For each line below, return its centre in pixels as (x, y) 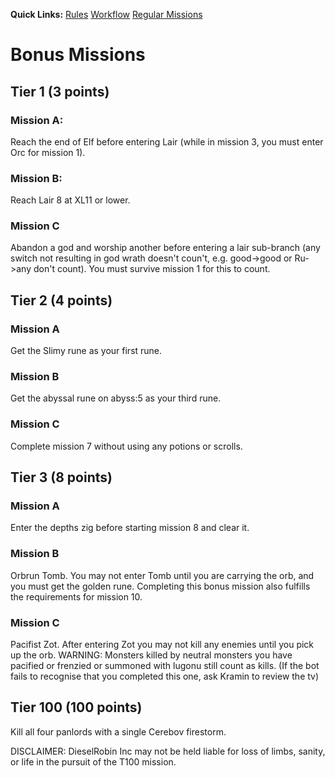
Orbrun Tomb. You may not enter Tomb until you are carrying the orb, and (162, 575)
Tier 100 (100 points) (76, 707)
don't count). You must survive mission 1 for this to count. (152, 269)
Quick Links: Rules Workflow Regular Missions (106, 14)
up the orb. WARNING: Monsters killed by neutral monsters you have (151, 655)
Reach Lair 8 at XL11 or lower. (70, 200)
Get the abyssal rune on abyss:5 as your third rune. (116, 398)
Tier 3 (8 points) (61, 477)
